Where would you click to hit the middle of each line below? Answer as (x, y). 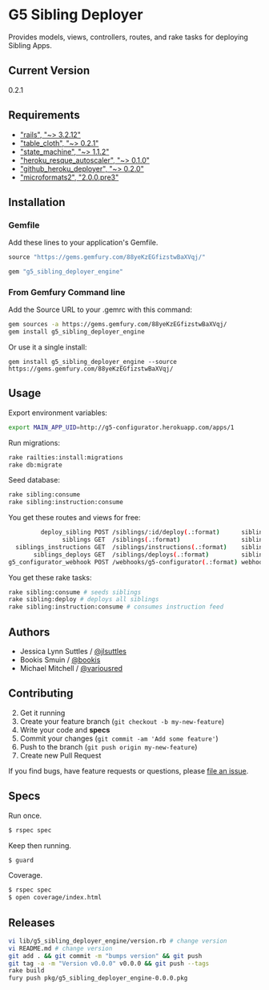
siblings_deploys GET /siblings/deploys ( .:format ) (121, 555)
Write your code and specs (65, 729)
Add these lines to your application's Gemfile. (83, 243)
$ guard (21, 860)
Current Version (49, 71)
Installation (37, 202)
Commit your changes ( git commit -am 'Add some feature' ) (119, 738)
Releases (32, 922)
